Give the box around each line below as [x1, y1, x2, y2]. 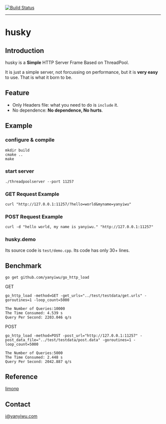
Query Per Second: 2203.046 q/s [5, 315, 72, 320]
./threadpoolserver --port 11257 [5, 179, 74, 184]
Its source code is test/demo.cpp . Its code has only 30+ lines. [5, 247, 130, 253]
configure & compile [5, 136, 55, 143]
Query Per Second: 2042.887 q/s [5, 359, 72, 364]
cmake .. [5, 152, 23, 157]
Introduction [5, 46, 44, 55]
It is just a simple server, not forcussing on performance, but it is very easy [5, 69, 158, 75]
